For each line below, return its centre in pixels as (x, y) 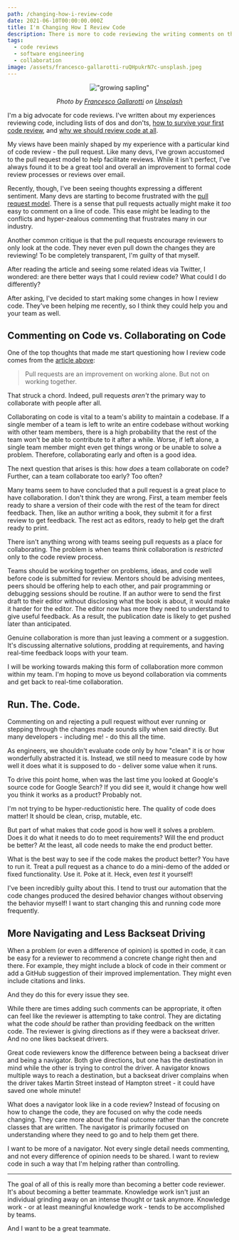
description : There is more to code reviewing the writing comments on (116, 34)
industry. (20, 226)
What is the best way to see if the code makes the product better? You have (118, 859)
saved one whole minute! (44, 1091)
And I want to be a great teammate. (59, 1229)
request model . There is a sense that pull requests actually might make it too (119, 203)
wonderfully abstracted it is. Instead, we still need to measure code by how (117, 758)
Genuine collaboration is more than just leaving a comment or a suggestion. (118, 638)
